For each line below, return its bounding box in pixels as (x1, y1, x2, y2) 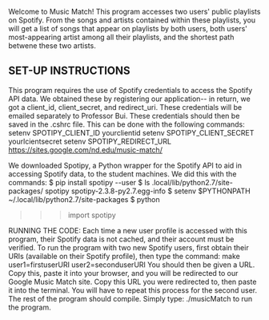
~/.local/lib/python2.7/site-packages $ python (8, 194, 160, 204)
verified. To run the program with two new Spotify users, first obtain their (8, 242, 250, 252)
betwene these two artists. (8, 41, 96, 51)
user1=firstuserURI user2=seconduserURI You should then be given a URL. (8, 260, 255, 269)
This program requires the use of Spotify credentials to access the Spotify (8, 85, 253, 95)
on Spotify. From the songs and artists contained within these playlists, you (8, 15, 256, 25)
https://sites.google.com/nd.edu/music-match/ (8, 144, 163, 155)
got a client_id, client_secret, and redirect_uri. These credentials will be (8, 102, 243, 111)
